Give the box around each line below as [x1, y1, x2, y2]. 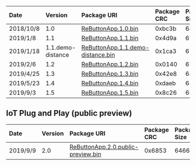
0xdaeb [155, 79, 176, 87]
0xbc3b [155, 24, 177, 33]
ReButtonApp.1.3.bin [81, 70, 139, 77]
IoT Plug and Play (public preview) [6, 108, 132, 118]
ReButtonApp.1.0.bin [81, 24, 139, 33]
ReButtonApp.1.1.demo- [81, 44, 150, 51]
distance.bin [81, 51, 116, 59]
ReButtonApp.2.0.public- [69, 143, 139, 151]
